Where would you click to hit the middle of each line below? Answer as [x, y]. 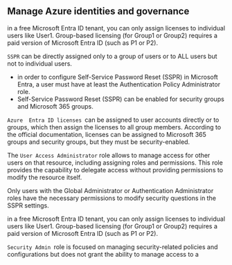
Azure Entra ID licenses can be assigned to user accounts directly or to [113, 120]
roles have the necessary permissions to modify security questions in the [112, 198]
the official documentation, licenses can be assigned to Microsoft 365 [107, 134]
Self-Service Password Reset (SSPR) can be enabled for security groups [121, 99]
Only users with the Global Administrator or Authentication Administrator [110, 190]
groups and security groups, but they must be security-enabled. [99, 142]
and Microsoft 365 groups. [55, 106]
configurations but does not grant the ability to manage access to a [103, 254]
